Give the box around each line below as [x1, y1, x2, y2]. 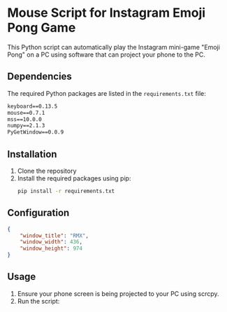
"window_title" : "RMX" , [20, 232, 89, 239]
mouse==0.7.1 [7, 109, 45, 116]
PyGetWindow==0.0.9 [7, 129, 64, 136]
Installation [7, 148, 57, 160]
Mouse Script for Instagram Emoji [7, 5, 206, 21]
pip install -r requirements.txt [17, 187, 115, 194]
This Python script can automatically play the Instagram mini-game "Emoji [7, 43, 220, 51]
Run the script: [17, 297, 60, 305]
